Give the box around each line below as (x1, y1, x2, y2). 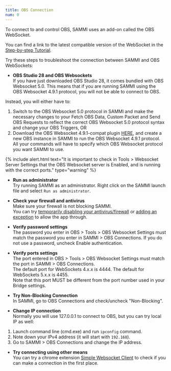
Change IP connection (12, 307, 61, 314)
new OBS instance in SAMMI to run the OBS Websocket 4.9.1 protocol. (12, 135, 161, 141)
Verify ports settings (12, 250, 58, 256)
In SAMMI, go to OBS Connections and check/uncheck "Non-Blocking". (12, 298, 163, 304)
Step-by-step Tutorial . (5, 47, 52, 53)
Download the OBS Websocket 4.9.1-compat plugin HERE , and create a (12, 130, 162, 136)
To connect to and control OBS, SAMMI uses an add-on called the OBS (5, 26, 155, 32)
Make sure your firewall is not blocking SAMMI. (12, 203, 112, 209)
